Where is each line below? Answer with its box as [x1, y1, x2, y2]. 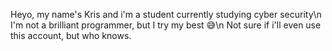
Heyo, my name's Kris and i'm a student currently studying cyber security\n [10, 9, 322, 20]
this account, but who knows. [10, 30, 132, 41]
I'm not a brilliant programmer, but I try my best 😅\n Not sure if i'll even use [10, 19, 322, 31]
